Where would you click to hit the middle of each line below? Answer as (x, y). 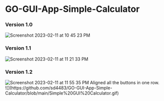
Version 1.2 (19, 72)
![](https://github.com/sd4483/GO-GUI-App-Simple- (59, 88)
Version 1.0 (19, 25)
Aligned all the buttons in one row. (125, 83)
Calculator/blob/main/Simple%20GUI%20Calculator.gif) (62, 93)
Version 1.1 (18, 48)
